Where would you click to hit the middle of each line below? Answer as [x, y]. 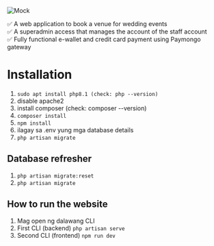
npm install [34, 123]
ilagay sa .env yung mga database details [75, 130]
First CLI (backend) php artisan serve [71, 228]
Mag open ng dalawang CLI [56, 221]
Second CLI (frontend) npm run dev [66, 235]
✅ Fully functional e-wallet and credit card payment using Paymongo [104, 39]
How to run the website [57, 205]
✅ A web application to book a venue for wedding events [87, 24]
